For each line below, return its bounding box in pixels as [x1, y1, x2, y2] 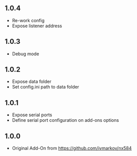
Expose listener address [12, 23, 62, 29]
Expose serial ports [12, 112, 52, 118]
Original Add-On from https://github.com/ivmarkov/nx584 [12, 145, 132, 151]
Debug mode [12, 50, 39, 57]
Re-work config [12, 17, 45, 23]
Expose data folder [12, 79, 51, 85]
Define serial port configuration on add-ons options [12, 117, 119, 123]
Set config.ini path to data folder [12, 84, 79, 90]
